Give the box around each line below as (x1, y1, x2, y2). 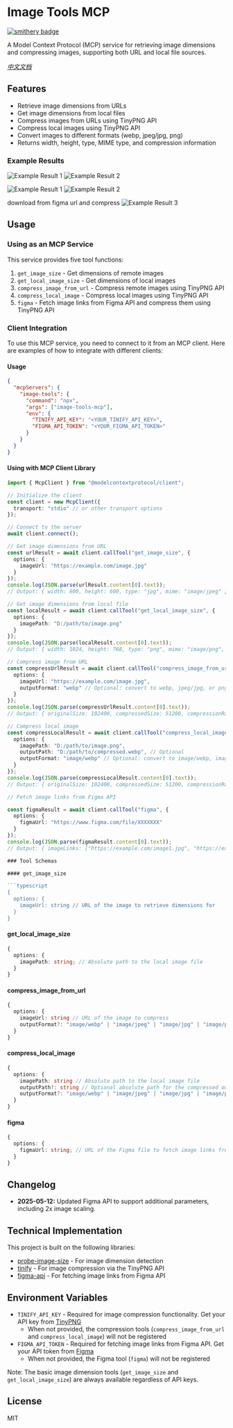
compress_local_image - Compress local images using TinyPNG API (17, 291, 209, 299)
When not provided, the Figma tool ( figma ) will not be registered (27, 1354, 210, 1363)
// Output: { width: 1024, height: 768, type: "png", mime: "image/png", (7, 646, 225, 653)
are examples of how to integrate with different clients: (7, 346, 163, 355)
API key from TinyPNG (17, 1317, 82, 1326)
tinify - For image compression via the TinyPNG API (17, 1264, 165, 1273)
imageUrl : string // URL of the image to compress (19, 1015, 169, 1022)
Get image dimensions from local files (17, 109, 126, 117)
